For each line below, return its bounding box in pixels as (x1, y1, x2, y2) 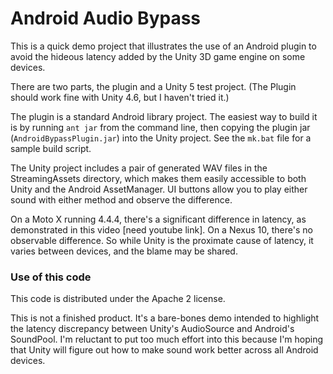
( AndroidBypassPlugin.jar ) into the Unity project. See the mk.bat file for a (10, 132, 312, 144)
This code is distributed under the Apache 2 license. (10, 293, 226, 305)
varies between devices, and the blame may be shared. (10, 245, 238, 257)
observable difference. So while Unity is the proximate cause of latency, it (10, 234, 314, 246)
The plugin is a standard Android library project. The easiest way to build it (10, 110, 318, 122)
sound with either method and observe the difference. (10, 193, 233, 206)
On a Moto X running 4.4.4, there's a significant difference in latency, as (10, 213, 307, 225)
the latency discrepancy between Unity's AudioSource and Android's (10, 323, 295, 335)
